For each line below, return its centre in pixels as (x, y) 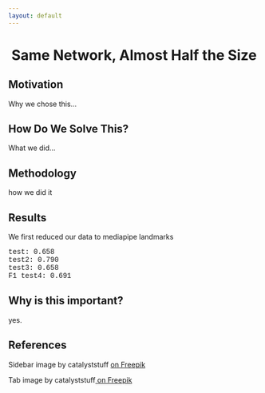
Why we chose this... (43, 104)
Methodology (43, 173)
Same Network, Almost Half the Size (134, 55)
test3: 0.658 (34, 268)
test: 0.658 (32, 252)
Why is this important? (66, 301)
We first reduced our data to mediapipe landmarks (91, 237)
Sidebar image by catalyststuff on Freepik (77, 364)
